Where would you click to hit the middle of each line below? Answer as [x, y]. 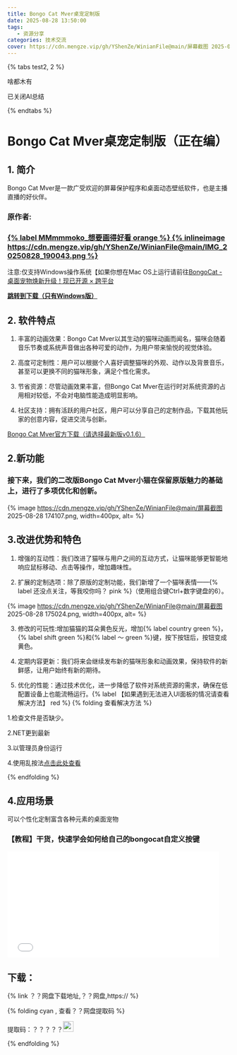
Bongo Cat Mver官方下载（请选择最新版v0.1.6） [77, 434]
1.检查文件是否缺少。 [37, 718]
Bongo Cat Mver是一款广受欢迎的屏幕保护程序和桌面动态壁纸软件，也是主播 [117, 188]
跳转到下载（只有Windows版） [52, 296]
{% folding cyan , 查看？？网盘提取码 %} [66, 1011]
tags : [15, 27]
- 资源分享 [30, 34]
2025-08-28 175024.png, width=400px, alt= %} [77, 614]
